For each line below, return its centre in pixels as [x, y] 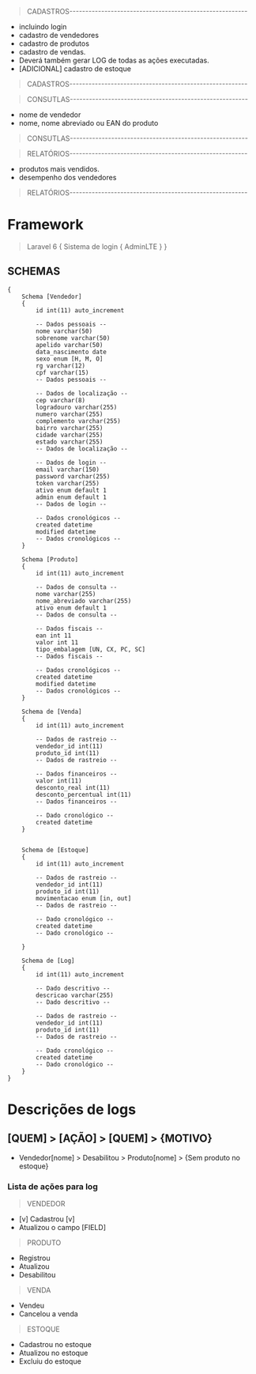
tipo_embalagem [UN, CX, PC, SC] [91, 649]
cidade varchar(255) [70, 435]
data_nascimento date [72, 352]
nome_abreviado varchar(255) [84, 601]
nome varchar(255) [66, 594]
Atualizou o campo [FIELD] [62, 1228]
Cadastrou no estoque [55, 1345]
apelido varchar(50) [70, 345]
